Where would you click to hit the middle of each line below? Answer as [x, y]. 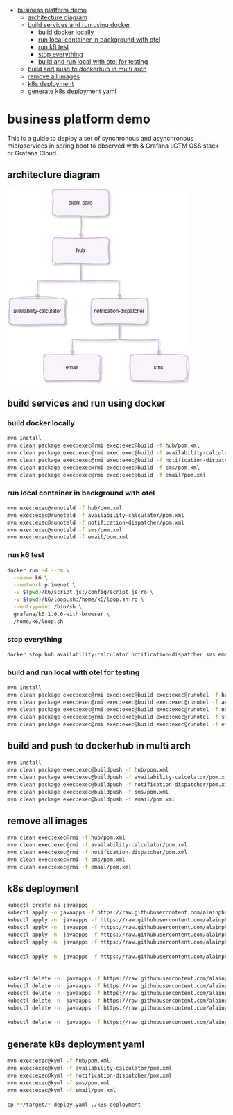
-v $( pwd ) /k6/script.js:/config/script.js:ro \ [84, 593]
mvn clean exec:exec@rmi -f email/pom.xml [69, 867]
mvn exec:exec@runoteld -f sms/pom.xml [65, 530]
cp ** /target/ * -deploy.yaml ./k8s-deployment [74, 1105]
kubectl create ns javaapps [48, 905]
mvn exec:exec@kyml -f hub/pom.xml [59, 1061]
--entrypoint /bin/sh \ [48, 607]
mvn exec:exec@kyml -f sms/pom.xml [59, 1083]
